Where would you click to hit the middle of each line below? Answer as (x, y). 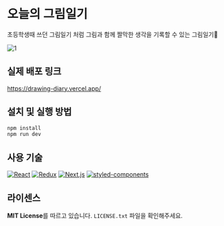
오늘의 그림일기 (47, 14)
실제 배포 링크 (34, 72)
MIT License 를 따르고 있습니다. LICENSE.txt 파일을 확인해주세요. (95, 215)
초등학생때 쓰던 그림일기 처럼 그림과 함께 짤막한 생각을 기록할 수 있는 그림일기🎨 (113, 34)
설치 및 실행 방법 (40, 112)
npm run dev (24, 135)
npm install (24, 128)
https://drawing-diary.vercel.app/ (54, 88)
